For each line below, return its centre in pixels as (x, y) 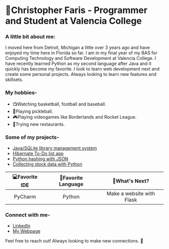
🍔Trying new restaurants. (38, 124)
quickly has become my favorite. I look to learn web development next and (82, 69)
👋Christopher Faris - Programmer (76, 10)
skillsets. (14, 79)
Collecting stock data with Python (48, 164)
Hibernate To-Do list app (38, 153)
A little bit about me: (30, 37)
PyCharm (25, 197)
